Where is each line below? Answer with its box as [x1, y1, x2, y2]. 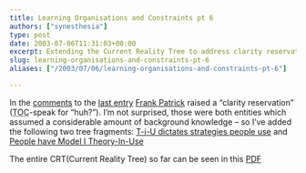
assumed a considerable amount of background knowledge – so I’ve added [9, 116, 292, 127]
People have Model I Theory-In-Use [9, 136, 144, 147]
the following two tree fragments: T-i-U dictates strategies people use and [9, 126, 289, 137]
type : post [9, 30, 51, 39]
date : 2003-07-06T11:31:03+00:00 [9, 38, 137, 48]
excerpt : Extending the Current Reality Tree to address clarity [9, 47, 262, 56]
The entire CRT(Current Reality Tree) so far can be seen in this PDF [9, 153, 262, 164]
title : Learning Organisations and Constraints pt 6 [9, 13, 214, 23]
